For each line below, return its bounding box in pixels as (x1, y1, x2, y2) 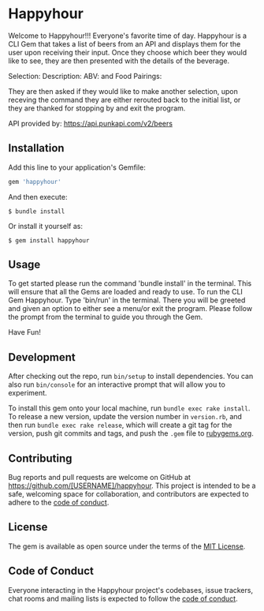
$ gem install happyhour (8, 236, 90, 245)
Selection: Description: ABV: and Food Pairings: (8, 71, 162, 81)
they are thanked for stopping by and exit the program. (8, 103, 186, 113)
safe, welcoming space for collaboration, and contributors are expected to (8, 489, 250, 499)
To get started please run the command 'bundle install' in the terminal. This (8, 279, 252, 288)
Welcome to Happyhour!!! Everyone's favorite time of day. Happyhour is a (8, 31, 247, 40)
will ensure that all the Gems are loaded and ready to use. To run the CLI (8, 287, 243, 297)
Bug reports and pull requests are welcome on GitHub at (8, 473, 191, 482)
